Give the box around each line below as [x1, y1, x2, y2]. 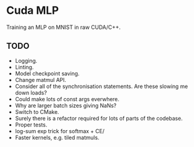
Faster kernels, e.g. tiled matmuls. [15, 134, 100, 141]
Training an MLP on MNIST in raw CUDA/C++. [6, 23, 121, 31]
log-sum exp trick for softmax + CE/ [15, 127, 105, 134]
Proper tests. [15, 121, 47, 128]
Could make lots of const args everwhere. [15, 95, 120, 102]
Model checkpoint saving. [15, 70, 80, 77]
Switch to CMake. [15, 108, 59, 115]
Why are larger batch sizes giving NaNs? [15, 102, 117, 109]
